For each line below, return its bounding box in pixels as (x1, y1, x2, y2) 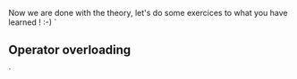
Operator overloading (8, 43, 132, 58)
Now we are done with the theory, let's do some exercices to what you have (8, 8, 288, 18)
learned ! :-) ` (8, 17, 57, 28)
